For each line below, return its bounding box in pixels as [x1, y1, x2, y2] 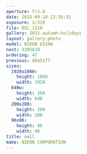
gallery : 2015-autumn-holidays [6, 30, 82, 36]
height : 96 [16, 123, 43, 129]
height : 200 [16, 107, 45, 112]
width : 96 [16, 128, 41, 135]
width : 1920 [16, 80, 45, 85]
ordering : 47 [6, 52, 38, 58]
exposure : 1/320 [6, 19, 45, 25]
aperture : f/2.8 [6, 8, 45, 15]
